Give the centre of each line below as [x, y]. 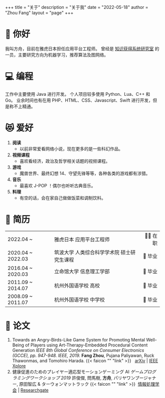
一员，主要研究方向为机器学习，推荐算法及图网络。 [57, 55]
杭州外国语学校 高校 [77, 285]
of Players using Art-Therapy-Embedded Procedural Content [86, 345]
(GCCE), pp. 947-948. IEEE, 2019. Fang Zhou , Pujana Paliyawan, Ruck [83, 355]
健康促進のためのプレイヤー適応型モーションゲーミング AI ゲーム [78, 371]
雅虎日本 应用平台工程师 [82, 239]
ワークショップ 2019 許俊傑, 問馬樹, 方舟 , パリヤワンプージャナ [93, 378]
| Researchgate [33, 390]
